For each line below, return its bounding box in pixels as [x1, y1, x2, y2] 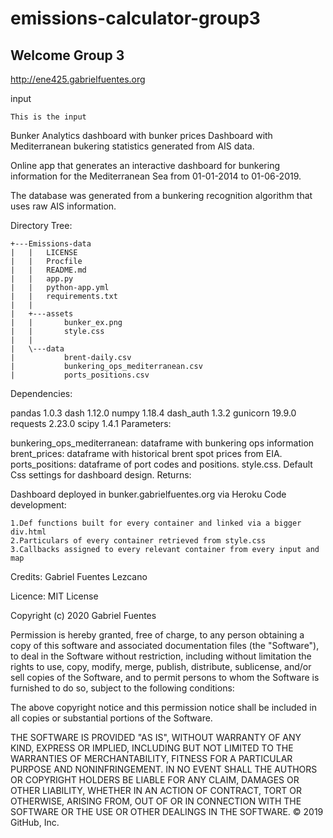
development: [10, 499, 67, 511]
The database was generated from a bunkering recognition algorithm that [10, 190, 313, 201]
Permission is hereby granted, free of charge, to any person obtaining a [10, 629, 305, 641]
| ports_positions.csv [10, 370, 150, 380]
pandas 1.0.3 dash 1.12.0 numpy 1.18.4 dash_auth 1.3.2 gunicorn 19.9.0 [10, 407, 297, 419]
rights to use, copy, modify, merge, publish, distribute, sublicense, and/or [10, 661, 312, 672]
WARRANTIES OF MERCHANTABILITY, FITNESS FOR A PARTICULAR [10, 753, 293, 764]
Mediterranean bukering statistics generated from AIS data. [10, 140, 255, 152]
